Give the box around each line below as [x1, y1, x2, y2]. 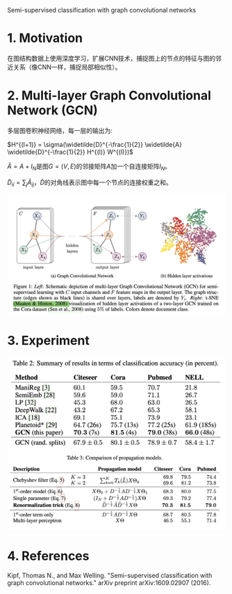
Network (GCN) [7, 102, 99, 118]
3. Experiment [7, 333, 90, 349]
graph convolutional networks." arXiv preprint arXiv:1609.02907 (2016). [7, 578, 211, 587]
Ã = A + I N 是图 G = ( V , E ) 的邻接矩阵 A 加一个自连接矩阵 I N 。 [7, 162, 172, 172]
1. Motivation [7, 31, 83, 46]
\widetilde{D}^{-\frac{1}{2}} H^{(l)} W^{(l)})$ [7, 148, 133, 156]
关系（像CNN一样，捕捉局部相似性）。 [13, 63, 122, 71]
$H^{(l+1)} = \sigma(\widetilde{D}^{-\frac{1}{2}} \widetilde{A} [7, 140, 183, 148]
